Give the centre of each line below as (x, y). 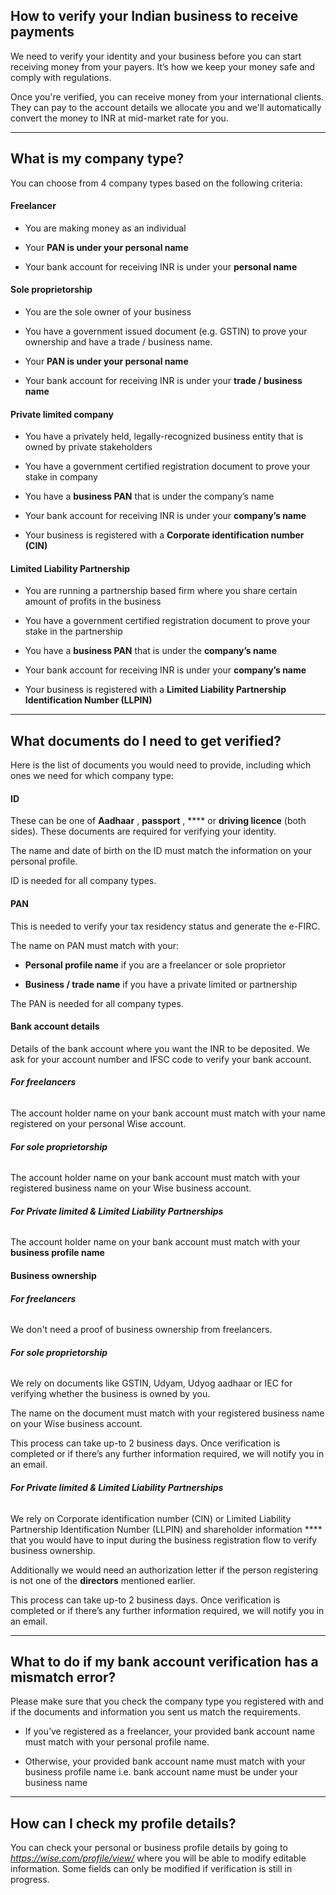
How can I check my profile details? (123, 1823)
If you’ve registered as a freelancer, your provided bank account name (170, 1731)
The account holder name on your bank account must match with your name (168, 1113)
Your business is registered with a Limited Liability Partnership (155, 690)
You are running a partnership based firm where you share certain (161, 591)
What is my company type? (97, 159)
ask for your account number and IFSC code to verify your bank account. (161, 1059)
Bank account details (55, 1026)
